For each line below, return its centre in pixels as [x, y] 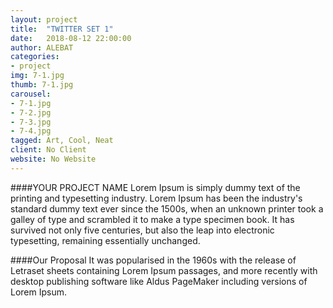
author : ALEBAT [42, 47]
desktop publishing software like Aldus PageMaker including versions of [159, 281]
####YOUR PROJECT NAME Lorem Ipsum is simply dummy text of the [155, 187]
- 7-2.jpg [31, 112]
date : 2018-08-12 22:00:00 [71, 38]
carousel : [31, 94]
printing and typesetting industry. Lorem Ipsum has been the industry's [156, 198]
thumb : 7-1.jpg [42, 85]
